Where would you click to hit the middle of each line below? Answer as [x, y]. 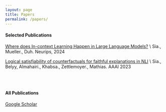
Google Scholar [21, 104]
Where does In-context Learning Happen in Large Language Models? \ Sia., [83, 46]
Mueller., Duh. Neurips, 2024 [35, 51]
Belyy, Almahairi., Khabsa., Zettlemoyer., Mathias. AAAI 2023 [68, 66]
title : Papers [20, 14]
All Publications [22, 93]
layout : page [19, 10]
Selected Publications [29, 35]
